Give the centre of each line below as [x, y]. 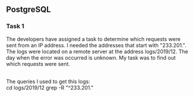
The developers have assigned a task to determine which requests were [93, 39]
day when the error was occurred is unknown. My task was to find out [91, 57]
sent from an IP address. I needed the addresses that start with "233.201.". [96, 45]
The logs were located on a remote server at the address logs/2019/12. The [97, 51]
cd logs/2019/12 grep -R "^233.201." [50, 88]
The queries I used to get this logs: [48, 81]
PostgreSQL [29, 10]
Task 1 [15, 26]
